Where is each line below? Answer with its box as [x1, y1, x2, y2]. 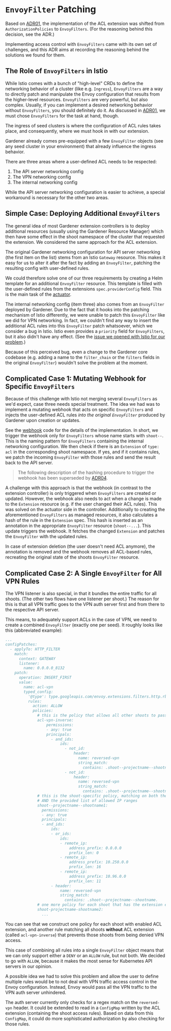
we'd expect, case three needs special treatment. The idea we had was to [5, 401, 160, 407]
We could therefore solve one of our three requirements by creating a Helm [5, 275, 163, 281]
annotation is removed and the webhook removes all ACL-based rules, [5, 549, 153, 555]
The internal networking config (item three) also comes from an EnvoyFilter [5, 301, 164, 307]
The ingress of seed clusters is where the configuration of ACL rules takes [5, 122, 161, 128]
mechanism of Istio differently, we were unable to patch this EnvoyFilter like [5, 312, 165, 318]
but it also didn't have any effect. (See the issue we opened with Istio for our [5, 333, 165, 340]
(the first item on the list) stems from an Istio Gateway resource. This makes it [5, 254, 165, 260]
